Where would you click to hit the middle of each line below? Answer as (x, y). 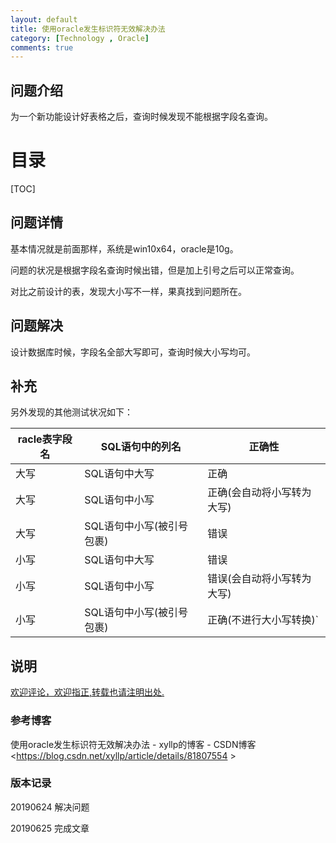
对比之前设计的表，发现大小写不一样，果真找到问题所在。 (128, 291)
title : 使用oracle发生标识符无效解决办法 (88, 29)
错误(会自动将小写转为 (259, 579)
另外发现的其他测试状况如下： (71, 412)
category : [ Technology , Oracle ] (80, 38)
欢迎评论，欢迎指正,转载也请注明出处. (87, 692)
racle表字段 (45, 439)
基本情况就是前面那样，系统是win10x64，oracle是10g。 (124, 248)
